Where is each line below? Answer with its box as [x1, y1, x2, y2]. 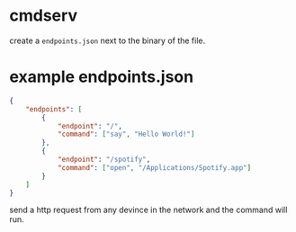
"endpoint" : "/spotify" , [57, 155, 151, 164]
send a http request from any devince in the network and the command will [9, 204, 288, 216]
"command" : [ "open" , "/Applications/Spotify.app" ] [57, 163, 252, 172]
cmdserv [9, 5, 78, 26]
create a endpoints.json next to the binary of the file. [9, 35, 206, 46]
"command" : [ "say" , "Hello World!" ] [57, 129, 195, 139]
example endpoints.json [9, 67, 194, 87]
